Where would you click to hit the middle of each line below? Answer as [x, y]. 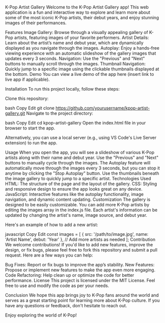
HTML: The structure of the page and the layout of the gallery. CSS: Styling [81, 184]
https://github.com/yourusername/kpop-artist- [103, 108]
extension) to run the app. [31, 143]
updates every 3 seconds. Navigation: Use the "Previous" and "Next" [75, 58]
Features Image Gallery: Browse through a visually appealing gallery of [77, 32]
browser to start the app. [30, 128]
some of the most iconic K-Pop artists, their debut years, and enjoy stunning [82, 17]
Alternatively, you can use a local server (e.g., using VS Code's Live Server [81, 138]
